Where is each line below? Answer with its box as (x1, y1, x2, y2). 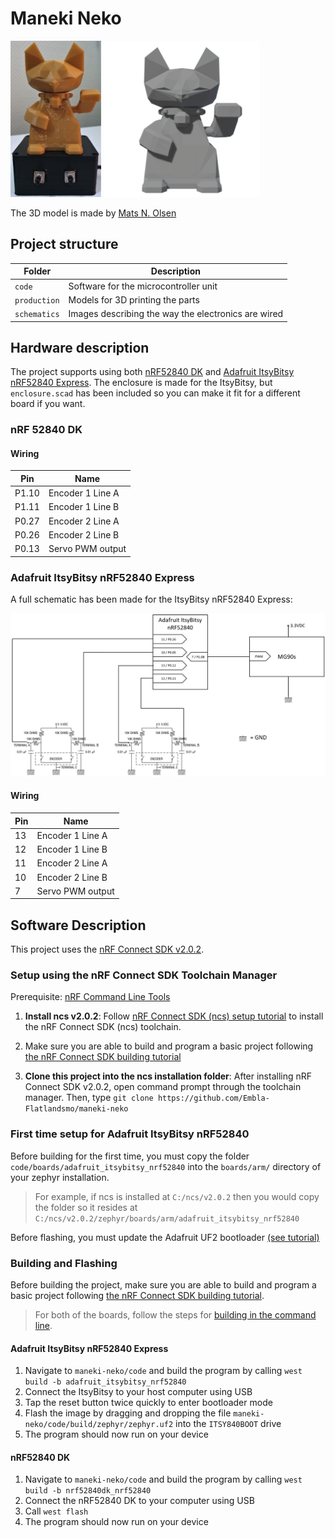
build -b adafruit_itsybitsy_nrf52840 (24, 1377, 187, 1387)
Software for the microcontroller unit (68, 280, 218, 292)
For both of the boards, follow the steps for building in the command (34, 1309, 317, 1321)
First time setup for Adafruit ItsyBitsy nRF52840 (10, 1127, 250, 1141)
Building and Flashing (10, 1256, 118, 1270)
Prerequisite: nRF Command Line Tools (10, 991, 171, 1003)
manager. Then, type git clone (24, 1092, 154, 1104)
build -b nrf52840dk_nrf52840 (24, 1486, 152, 1496)
